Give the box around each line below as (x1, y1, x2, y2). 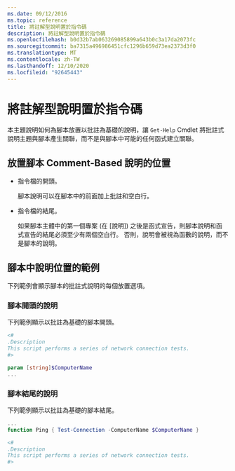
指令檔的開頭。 (17, 177, 61, 186)
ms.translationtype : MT (7, 50, 77, 57)
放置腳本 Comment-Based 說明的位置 (7, 157, 171, 169)
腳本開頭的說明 (7, 301, 58, 310)
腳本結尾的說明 (7, 388, 58, 398)
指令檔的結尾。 (17, 207, 61, 215)
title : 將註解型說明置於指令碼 (7, 23, 87, 30)
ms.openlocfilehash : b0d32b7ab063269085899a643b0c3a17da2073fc (7, 36, 196, 43)
